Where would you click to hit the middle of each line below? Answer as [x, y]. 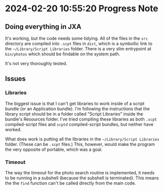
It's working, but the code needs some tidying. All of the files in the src [77, 38]
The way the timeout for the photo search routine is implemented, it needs [80, 172]
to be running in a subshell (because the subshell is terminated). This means [82, 178]
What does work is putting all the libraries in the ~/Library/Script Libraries [82, 139]
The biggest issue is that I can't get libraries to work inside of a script [75, 103]
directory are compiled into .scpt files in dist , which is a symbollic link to [79, 44]
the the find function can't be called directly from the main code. [70, 183]
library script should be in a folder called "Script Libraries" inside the [74, 114]
